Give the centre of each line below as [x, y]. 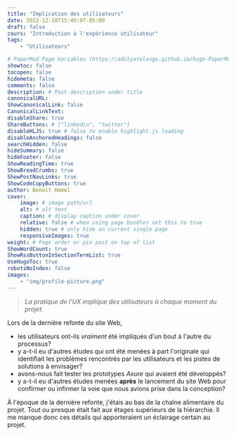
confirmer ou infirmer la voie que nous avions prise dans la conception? [122, 388]
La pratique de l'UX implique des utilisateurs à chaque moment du [120, 301]
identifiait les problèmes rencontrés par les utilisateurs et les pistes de [119, 359]
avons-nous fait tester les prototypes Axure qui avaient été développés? [122, 373]
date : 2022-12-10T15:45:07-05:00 [56, 20]
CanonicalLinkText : [36, 112]
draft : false [26, 27]
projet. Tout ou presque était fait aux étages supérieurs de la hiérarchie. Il [113, 409]
